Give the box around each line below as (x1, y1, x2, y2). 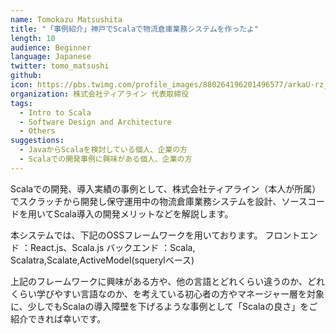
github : (10, 71, 43, 81)
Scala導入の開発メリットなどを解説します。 (53, 207, 234, 220)
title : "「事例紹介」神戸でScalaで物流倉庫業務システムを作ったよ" (10, 24, 260, 34)
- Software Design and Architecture (19, 117, 172, 127)
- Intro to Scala (19, 107, 92, 118)
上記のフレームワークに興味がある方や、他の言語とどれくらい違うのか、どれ (10, 275, 325, 287)
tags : (10, 98, 33, 108)
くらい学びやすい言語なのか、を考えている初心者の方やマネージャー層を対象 (10, 287, 325, 300)
